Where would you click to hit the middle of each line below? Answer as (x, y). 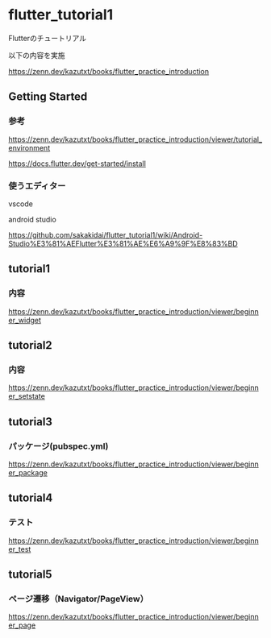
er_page (22, 625)
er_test (20, 549)
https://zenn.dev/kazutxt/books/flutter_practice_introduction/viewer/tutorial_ (135, 139)
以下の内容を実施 (37, 55)
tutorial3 (30, 422)
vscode (21, 204)
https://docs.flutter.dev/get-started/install (77, 164)
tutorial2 (30, 345)
